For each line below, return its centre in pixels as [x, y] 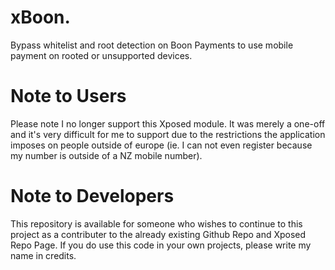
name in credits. [43, 255]
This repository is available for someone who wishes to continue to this [156, 223]
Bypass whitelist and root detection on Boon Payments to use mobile [152, 45]
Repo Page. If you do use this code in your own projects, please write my [161, 245]
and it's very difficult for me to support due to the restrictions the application [168, 134]
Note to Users [68, 96]
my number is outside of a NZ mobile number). [106, 155]
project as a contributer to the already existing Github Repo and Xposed [158, 234]
